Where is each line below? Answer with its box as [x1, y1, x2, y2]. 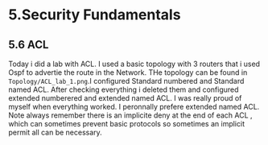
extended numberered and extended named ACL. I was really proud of [8, 93, 242, 102]
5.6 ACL [8, 38, 49, 52]
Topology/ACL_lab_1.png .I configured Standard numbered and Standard [8, 77, 245, 85]
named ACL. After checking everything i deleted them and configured [8, 85, 239, 94]
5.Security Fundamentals [8, 6, 181, 24]
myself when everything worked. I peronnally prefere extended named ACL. [8, 102, 260, 111]
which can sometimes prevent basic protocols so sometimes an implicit [8, 119, 245, 128]
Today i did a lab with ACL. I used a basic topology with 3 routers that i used [8, 59, 260, 68]
